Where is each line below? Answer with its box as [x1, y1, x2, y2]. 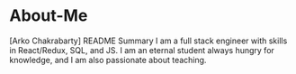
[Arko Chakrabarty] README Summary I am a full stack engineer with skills [9, 35, 288, 46]
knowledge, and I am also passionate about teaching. [9, 54, 207, 65]
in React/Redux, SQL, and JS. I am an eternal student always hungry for [9, 44, 274, 55]
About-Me [9, 5, 88, 26]
